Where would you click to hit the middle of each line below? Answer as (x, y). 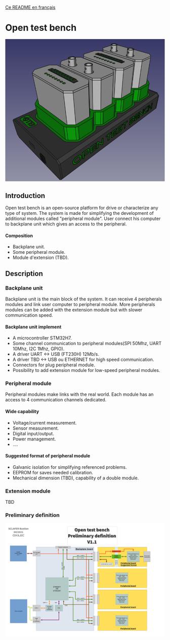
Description (24, 273)
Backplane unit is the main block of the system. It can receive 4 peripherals (84, 299)
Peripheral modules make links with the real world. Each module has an (79, 394)
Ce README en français (30, 7)
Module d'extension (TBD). (41, 257)
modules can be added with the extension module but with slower (74, 310)
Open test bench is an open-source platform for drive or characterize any (82, 208)
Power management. (34, 439)
